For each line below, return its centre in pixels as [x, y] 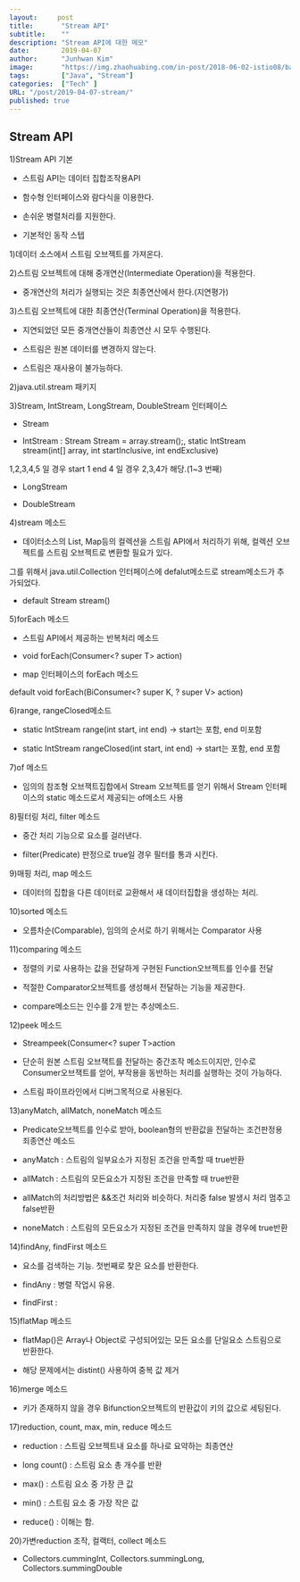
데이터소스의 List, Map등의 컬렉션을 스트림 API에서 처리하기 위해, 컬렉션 [148, 542]
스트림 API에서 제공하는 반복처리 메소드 [90, 638]
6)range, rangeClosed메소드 [60, 711]
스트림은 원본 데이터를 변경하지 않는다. [89, 349]
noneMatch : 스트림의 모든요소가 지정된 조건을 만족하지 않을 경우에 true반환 [155, 1228]
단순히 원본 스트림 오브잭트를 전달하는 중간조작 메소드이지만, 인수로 [139, 1062]
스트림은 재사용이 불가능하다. [72, 368]
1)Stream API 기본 [41, 159]
